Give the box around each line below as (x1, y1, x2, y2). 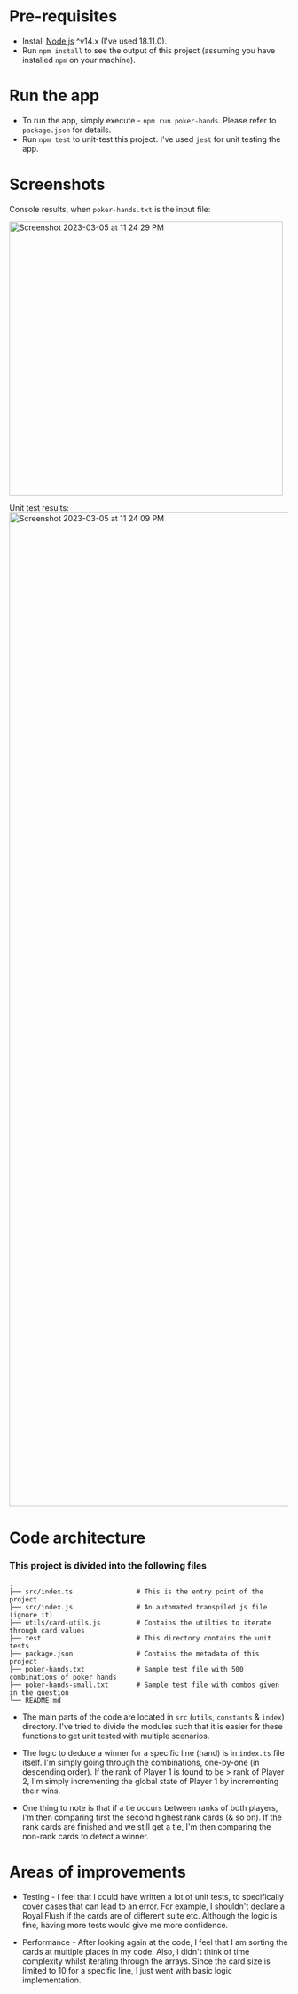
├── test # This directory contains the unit (9, 1634, 272, 1643)
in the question (9, 1688, 69, 1697)
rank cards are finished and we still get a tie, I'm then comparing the (21, 1822, 271, 1832)
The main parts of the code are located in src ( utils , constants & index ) (21, 1712, 286, 1722)
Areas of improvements (9, 1863, 186, 1882)
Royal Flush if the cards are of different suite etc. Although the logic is (21, 1911, 278, 1921)
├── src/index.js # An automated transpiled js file (9, 1603, 268, 1612)
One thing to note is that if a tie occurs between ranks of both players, (21, 1803, 278, 1814)
